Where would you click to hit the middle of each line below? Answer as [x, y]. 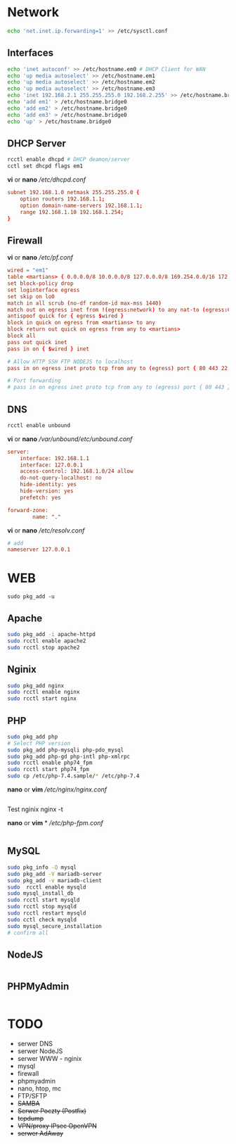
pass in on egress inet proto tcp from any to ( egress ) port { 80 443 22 [118, 368]
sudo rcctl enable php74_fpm [50, 763]
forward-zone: [28, 510]
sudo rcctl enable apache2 [47, 641]
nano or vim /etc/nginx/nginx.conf [57, 789]
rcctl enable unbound [39, 425]
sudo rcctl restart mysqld [47, 913]
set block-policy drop [40, 284]
